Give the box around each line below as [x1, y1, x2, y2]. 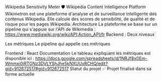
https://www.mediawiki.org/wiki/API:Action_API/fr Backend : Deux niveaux [5, 32, 155, 37]
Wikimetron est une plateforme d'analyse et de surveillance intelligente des [5, 11, 157, 16]
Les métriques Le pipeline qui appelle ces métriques [5, 41, 111, 47]
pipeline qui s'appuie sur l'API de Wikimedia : [5, 26, 96, 32]
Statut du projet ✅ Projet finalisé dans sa [69, 66, 152, 71]
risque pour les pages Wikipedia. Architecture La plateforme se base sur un [5, 21, 158, 27]
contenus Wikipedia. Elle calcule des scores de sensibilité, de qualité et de [5, 16, 155, 22]
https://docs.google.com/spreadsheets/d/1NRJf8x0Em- [35, 55, 148, 61]
